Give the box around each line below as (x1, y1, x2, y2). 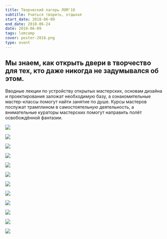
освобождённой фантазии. (5, 114, 63, 121)
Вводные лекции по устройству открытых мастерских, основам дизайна (5, 88, 162, 94)
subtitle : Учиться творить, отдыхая (5, 12, 82, 17)
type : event (5, 40, 30, 45)
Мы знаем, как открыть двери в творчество (5, 59, 151, 67)
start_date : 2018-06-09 (5, 17, 55, 22)
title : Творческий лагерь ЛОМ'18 (5, 7, 75, 13)
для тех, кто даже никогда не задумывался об (5, 66, 159, 75)
